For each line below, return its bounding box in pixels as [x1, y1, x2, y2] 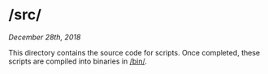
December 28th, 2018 [8, 32, 81, 42]
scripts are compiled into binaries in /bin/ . [8, 56, 148, 66]
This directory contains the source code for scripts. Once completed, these [8, 47, 261, 57]
